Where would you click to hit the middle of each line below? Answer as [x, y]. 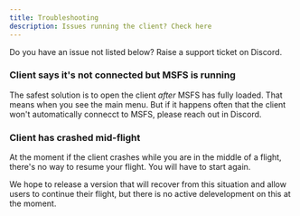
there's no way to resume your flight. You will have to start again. [130, 167]
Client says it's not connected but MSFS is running [123, 75]
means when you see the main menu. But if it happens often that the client [148, 104]
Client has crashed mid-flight [75, 137]
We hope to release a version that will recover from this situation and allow [148, 184]
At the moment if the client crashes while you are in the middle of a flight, [145, 157]
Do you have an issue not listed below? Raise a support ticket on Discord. [146, 52]
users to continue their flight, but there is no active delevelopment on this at [150, 194]
